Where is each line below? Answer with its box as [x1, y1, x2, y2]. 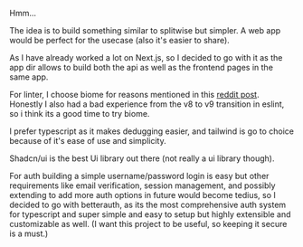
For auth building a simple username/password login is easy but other [9, 171, 270, 181]
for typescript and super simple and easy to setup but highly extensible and [9, 209, 291, 220]
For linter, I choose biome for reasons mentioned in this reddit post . [9, 90, 260, 100]
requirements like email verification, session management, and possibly [9, 180, 276, 191]
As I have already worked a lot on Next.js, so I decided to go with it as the [9, 52, 283, 62]
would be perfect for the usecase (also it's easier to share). [9, 35, 231, 45]
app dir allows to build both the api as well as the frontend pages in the [9, 62, 274, 72]
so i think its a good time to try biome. [9, 109, 150, 119]
